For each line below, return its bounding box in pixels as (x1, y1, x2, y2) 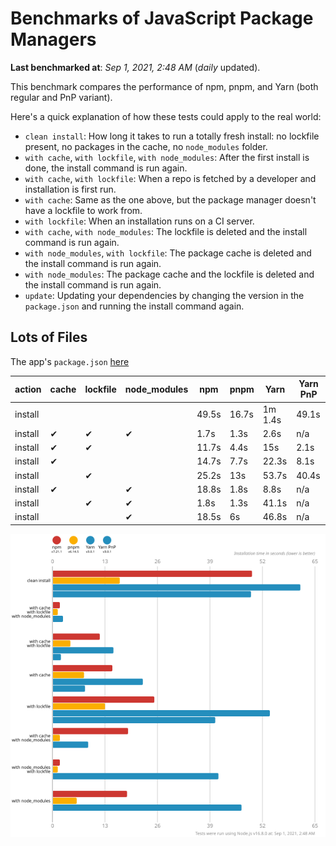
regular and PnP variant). (10, 91, 113, 103)
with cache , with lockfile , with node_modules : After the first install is (24, 151, 310, 163)
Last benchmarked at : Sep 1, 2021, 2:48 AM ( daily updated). (10, 61, 261, 73)
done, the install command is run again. (24, 162, 188, 174)
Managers (10, 28, 97, 51)
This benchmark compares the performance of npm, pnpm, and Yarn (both (10, 80, 319, 92)
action (14, 383, 42, 395)
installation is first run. (24, 183, 117, 195)
